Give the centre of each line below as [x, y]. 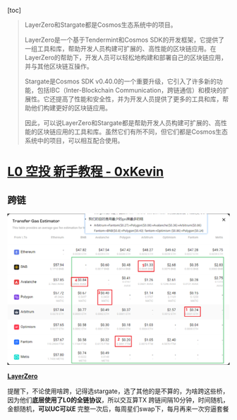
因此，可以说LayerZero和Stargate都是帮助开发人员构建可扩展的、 [120, 123]
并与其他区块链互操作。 [59, 66]
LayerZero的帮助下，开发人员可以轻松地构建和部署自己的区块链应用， [126, 57]
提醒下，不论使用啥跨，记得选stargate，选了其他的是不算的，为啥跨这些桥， [118, 391]
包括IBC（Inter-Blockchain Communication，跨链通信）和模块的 [130, 90]
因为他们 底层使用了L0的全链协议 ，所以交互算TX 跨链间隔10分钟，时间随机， [118, 400]
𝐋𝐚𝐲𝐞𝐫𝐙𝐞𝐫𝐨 [23, 376]
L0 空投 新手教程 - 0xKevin [86, 172]
